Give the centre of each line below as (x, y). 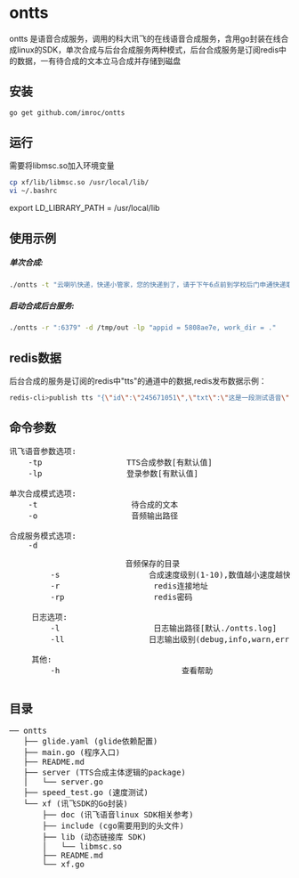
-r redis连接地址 (129, 585)
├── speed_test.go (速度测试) (86, 792)
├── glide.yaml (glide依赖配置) (91, 741)
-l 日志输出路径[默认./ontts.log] (164, 628)
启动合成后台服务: (42, 306)
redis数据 (36, 358)
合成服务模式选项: (43, 536)
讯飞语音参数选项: (43, 451)
